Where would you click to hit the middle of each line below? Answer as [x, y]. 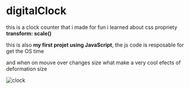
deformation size [27, 68]
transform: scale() [29, 33]
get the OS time [25, 51]
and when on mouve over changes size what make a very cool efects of [94, 62]
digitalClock [36, 11]
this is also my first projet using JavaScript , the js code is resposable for [95, 45]
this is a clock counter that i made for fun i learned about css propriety [92, 27]
